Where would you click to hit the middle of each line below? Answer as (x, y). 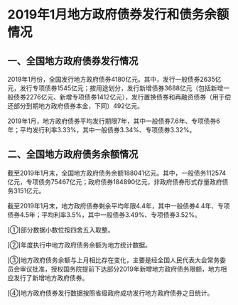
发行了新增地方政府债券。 (49, 277)
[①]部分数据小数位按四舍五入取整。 (59, 230)
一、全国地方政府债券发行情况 (73, 61)
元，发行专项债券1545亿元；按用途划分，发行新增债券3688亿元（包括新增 (115, 88)
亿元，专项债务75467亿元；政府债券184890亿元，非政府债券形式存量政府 (115, 181)
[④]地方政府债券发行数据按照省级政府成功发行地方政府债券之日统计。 (110, 293)
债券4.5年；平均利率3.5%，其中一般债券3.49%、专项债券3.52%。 (104, 215)
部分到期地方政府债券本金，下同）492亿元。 (79, 106)
